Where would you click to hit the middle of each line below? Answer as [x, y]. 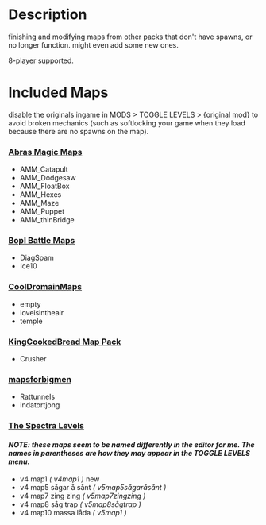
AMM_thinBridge [47, 220]
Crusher [33, 359]
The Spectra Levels [46, 426]
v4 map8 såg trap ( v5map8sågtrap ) [80, 504]
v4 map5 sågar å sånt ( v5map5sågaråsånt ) [93, 488]
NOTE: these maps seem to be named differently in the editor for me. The [131, 444]
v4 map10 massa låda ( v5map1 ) [73, 513]
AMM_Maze [39, 203]
